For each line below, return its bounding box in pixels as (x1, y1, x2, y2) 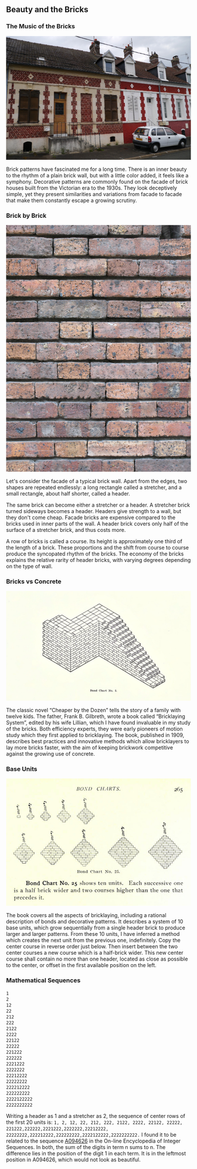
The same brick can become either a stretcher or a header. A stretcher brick (6, 501, 191, 508)
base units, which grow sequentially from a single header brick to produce (6, 924, 186, 931)
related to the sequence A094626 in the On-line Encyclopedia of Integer (6, 1137, 181, 1144)
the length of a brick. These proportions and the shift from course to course (6, 544, 189, 551)
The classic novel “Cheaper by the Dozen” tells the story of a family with (6, 706, 181, 713)
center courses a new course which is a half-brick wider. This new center (6, 949, 184, 956)
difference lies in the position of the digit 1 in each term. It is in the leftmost (6, 1150, 186, 1157)
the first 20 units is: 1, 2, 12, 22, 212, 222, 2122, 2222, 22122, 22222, (6, 1119, 183, 1126)
